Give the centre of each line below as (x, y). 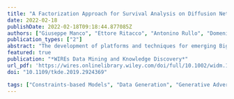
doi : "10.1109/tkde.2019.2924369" (57, 72)
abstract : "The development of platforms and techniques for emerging (112, 46)
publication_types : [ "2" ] (45, 40)
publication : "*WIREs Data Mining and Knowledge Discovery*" (98, 59)
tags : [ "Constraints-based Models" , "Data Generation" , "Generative (109, 84)
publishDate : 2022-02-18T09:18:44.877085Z (70, 26)
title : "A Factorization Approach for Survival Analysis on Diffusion (112, 14)
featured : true (29, 53)
